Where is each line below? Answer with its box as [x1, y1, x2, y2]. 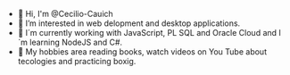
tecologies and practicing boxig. [17, 56, 137, 66]
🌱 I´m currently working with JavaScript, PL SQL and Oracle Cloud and [17, 28, 278, 37]
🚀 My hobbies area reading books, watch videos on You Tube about [17, 46, 268, 57]
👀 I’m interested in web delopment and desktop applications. [17, 18, 241, 29]
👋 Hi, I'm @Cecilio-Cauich [17, 9, 113, 19]
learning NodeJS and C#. [29, 37, 123, 47]
